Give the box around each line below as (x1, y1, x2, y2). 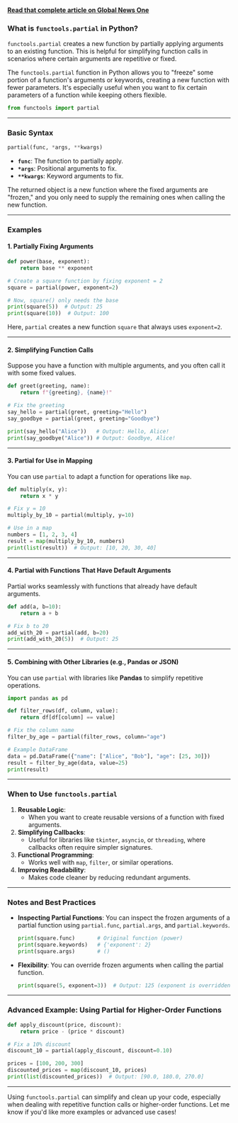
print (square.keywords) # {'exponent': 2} (17, 941, 152, 948)
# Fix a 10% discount (7, 1041, 72, 1048)
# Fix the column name (7, 726, 74, 734)
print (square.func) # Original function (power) (17, 935, 183, 942)
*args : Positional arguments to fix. (17, 164, 117, 173)
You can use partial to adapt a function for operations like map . (7, 472, 192, 481)
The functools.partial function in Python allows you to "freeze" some (7, 68, 214, 76)
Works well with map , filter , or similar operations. (28, 857, 174, 867)
